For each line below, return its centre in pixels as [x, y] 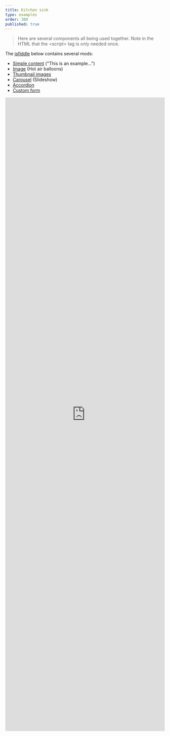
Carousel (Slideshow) [35, 80]
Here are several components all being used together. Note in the [86, 39]
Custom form [26, 90]
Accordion [23, 85]
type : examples [21, 15]
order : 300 [17, 19]
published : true [22, 24]
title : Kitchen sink [27, 10]
